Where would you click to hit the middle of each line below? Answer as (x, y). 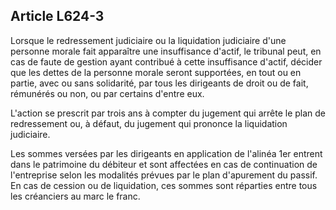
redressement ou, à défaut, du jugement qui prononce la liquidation (149, 123)
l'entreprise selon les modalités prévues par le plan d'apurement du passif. (164, 175)
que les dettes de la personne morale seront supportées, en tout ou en (156, 72)
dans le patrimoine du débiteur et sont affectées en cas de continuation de (164, 164)
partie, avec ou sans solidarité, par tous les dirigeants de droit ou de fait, (159, 83)
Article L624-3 (57, 16)
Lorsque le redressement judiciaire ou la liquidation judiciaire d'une (148, 40)
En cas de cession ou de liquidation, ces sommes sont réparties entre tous (164, 185)
